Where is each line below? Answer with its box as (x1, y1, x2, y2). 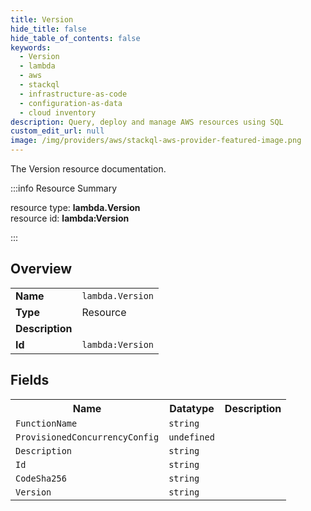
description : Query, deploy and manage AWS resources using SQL (10, 117, 284, 127)
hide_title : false (10, 24, 87, 34)
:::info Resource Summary (10, 182, 118, 194)
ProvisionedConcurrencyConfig (15, 431, 160, 443)
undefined (168, 431, 215, 443)
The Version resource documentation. (10, 163, 167, 175)
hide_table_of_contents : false (10, 33, 141, 43)
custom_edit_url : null (10, 126, 105, 136)
